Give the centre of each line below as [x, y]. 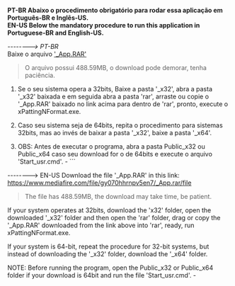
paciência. [40, 75]
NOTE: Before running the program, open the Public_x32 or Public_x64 [110, 268]
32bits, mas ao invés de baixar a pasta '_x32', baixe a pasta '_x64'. [115, 133]
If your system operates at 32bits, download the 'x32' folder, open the [109, 210]
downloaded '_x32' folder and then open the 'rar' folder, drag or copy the [114, 218]
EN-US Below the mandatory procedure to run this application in [104, 25]
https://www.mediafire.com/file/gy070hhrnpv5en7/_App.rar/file [99, 183]
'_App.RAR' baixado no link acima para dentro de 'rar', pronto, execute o [123, 104]
